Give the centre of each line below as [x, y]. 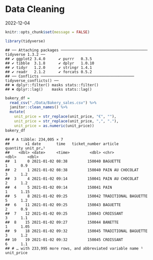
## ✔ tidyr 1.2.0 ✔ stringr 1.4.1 [49, 67]
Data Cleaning [35, 9]
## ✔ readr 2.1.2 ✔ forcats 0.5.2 [49, 72]
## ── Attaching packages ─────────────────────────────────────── [76, 50]
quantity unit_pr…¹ [25, 148]
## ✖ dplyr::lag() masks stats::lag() [49, 89]
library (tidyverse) [25, 41]
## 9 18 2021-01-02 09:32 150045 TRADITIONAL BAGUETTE [76, 231]
